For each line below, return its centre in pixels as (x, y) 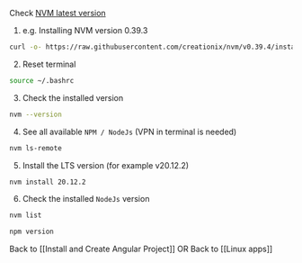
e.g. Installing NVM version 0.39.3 (85, 30)
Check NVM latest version (58, 13)
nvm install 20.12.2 (48, 182)
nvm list (26, 215)
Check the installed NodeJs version (86, 199)
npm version (31, 232)
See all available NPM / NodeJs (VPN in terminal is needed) (129, 131)
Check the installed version (73, 97)
